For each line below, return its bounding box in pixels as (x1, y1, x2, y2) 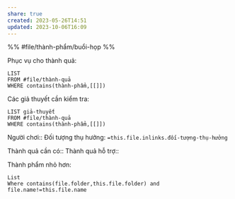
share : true (7, 10, 42, 18)
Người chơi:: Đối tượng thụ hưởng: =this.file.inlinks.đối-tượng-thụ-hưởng (7, 133, 228, 142)
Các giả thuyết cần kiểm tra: (7, 95, 90, 103)
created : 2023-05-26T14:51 (7, 17, 87, 24)
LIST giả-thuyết (7, 109, 55, 116)
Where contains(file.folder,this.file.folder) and (7, 181, 160, 188)
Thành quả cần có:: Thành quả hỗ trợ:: (7, 147, 119, 155)
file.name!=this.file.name (7, 186, 87, 194)
